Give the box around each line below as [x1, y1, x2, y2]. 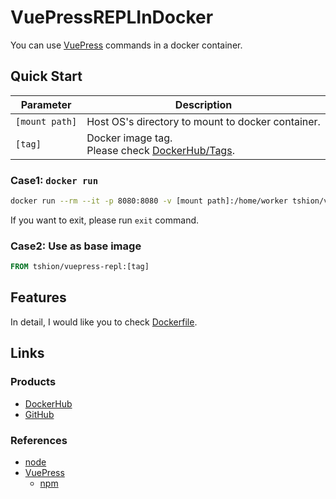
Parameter [20, 97, 72, 111]
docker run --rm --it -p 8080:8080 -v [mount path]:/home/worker [10, 196, 288, 206]
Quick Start [10, 68, 83, 85]
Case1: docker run [10, 173, 99, 187]
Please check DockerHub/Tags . [86, 143, 235, 157]
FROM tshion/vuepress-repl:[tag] [10, 262, 150, 272]
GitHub [24, 408, 55, 420]
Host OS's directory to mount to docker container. [86, 114, 321, 128]
